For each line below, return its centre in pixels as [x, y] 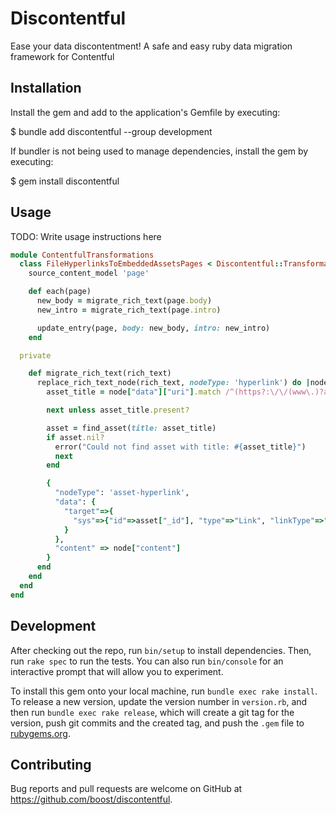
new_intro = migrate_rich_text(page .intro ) [129, 310]
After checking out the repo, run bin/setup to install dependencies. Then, [161, 650]
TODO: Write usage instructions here [86, 236]
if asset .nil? [75, 437]
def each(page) [60, 292]
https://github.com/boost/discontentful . [91, 799]
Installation [46, 88]
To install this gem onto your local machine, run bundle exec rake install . [164, 691]
